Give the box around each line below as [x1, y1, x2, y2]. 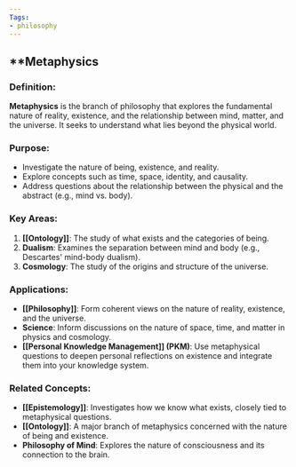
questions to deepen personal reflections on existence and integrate [21, 351, 273, 361]
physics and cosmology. [21, 332, 112, 343]
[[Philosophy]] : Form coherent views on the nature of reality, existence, [21, 304, 286, 314]
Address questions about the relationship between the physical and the [21, 181, 284, 192]
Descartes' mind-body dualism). [21, 251, 140, 262]
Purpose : [9, 142, 51, 154]
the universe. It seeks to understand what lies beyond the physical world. [9, 120, 277, 131]
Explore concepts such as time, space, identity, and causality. [21, 171, 249, 182]
